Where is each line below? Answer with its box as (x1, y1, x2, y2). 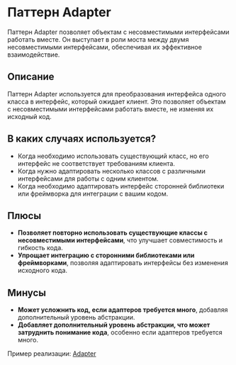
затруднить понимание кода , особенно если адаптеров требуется (17, 328, 223, 337)
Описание (7, 71, 55, 83)
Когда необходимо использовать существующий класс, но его (17, 152, 209, 160)
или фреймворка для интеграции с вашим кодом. (17, 189, 169, 198)
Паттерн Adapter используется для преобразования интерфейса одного (7, 89, 227, 98)
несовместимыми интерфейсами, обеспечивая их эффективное (7, 43, 202, 51)
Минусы (7, 286, 46, 298)
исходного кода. (17, 266, 68, 275)
